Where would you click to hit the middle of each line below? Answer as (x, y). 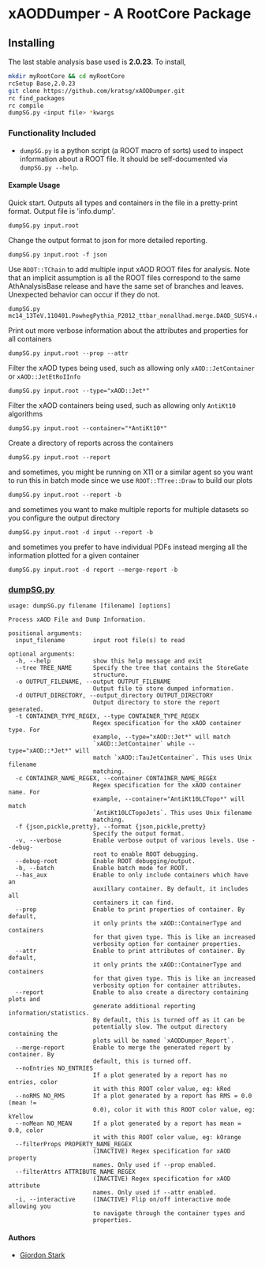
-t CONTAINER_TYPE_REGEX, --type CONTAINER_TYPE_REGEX (107, 716)
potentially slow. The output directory (160, 1027)
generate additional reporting (144, 1007)
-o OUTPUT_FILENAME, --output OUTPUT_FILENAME (93, 682)
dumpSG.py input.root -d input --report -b (81, 532)
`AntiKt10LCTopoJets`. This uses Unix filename (172, 813)
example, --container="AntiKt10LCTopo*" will (169, 799)
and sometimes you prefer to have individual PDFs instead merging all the (128, 547)
